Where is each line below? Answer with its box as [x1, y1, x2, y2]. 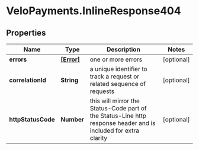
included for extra [89, 126, 139, 135]
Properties [6, 28, 46, 38]
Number [60, 116, 85, 123]
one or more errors [89, 55, 143, 63]
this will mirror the [89, 97, 140, 105]
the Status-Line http [89, 111, 147, 120]
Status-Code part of [89, 104, 147, 112]
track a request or [89, 72, 140, 81]
